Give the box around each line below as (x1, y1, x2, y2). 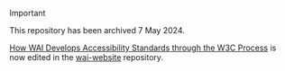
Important (9, 8, 46, 18)
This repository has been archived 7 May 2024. (9, 25, 185, 35)
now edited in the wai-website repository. (9, 52, 164, 62)
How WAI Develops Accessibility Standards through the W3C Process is (9, 42, 277, 53)
